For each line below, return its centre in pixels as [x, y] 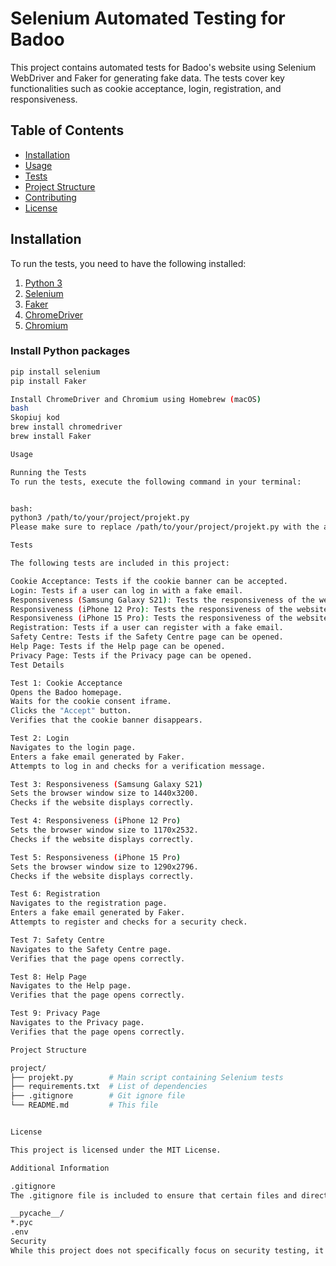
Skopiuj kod [35, 418]
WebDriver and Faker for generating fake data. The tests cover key [147, 78]
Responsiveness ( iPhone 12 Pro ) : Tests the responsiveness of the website [169, 609]
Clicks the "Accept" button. [71, 711]
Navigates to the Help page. [71, 986]
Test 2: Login [40, 738]
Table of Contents [67, 130]
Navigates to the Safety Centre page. [91, 949]
